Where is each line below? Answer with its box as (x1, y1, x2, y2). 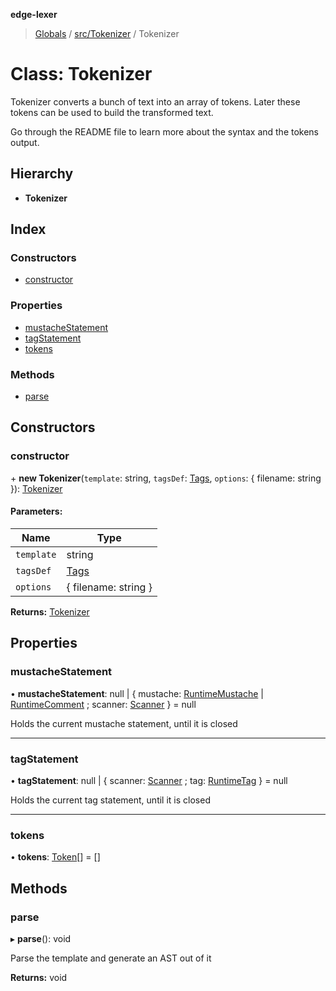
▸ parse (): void (10, 932, 72, 944)
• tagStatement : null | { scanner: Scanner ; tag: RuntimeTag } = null (10, 774, 288, 786)
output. (10, 136, 40, 148)
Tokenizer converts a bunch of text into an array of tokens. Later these (10, 95, 301, 108)
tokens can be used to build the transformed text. (10, 106, 214, 118)
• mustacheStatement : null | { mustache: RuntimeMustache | (10, 687, 264, 699)
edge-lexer (10, 9, 58, 20)
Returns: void (10, 971, 68, 983)
